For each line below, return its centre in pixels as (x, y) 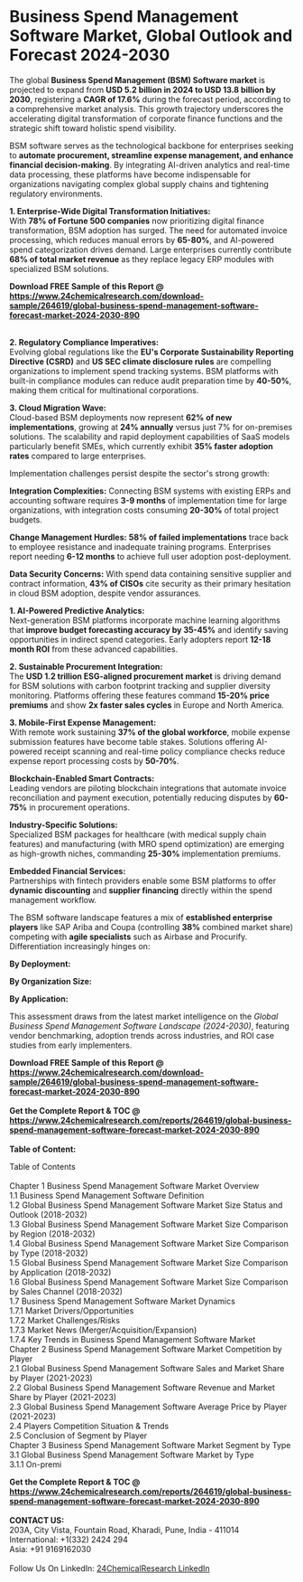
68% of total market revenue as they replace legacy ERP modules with (142, 259)
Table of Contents (43, 1166)
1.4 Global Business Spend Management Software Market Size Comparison (149, 1243)
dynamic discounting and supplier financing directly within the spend (141, 890)
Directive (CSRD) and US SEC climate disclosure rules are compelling (141, 361)
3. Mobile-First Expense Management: (83, 722)
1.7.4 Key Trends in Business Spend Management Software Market (133, 1339)
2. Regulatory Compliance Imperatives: (84, 342)
